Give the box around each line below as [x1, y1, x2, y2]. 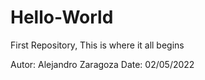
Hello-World [10, 6, 114, 29]
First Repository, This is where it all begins [10, 39, 185, 51]
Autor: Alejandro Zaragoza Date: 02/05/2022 [10, 58, 195, 70]
